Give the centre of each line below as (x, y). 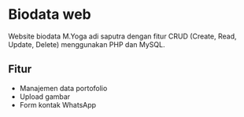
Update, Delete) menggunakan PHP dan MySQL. (87, 44)
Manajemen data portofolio (63, 88)
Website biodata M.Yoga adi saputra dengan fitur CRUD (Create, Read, (122, 36)
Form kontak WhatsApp (58, 104)
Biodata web (50, 15)
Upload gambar (45, 97)
